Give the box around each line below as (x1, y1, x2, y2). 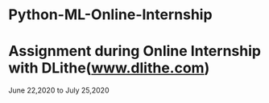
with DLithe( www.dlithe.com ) (8, 59, 210, 77)
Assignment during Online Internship (8, 42, 262, 61)
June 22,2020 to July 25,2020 (8, 85, 110, 95)
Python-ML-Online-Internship (8, 6, 213, 24)
